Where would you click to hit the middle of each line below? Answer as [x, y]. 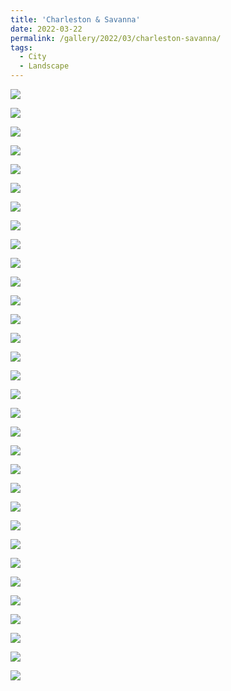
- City [33, 57]
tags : [21, 47]
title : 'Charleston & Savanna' [75, 19]
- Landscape [44, 66]
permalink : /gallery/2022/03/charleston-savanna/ [116, 38]
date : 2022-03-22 [46, 29]
